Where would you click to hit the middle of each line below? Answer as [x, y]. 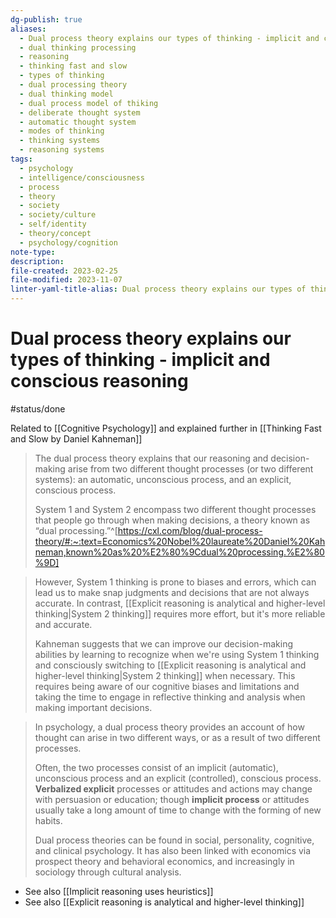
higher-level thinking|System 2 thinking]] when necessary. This [165, 675]
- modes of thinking [62, 131]
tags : [21, 159]
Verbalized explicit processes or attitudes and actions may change [173, 788]
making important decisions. [93, 707]
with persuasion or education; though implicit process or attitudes [172, 799]
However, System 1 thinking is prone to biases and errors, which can [175, 582]
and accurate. [63, 624]
